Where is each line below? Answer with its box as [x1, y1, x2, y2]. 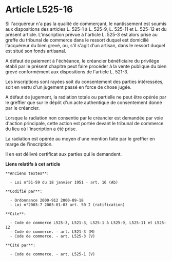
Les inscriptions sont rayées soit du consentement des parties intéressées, [5, 78, 164, 85]
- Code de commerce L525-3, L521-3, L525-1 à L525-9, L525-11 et [10, 220, 153, 225]
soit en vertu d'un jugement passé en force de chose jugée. [5, 84, 132, 90]
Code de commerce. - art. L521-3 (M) [14, 229, 95, 234]
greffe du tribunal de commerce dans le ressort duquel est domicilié [5, 37, 149, 43]
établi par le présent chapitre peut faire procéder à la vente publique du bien [5, 63, 167, 69]
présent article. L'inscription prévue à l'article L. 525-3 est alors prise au [5, 31, 158, 37]
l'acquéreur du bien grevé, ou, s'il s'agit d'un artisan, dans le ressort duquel [5, 42, 165, 48]
